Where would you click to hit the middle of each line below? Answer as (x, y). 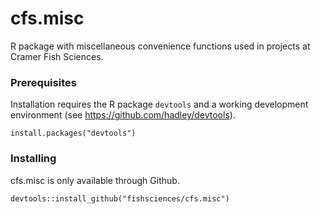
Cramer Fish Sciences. (57, 56)
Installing (33, 159)
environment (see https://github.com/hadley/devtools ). (123, 115)
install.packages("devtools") (73, 133)
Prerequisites (43, 82)
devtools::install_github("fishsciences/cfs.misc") (120, 198)
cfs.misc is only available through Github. (95, 180)
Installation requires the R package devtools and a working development (159, 104)
